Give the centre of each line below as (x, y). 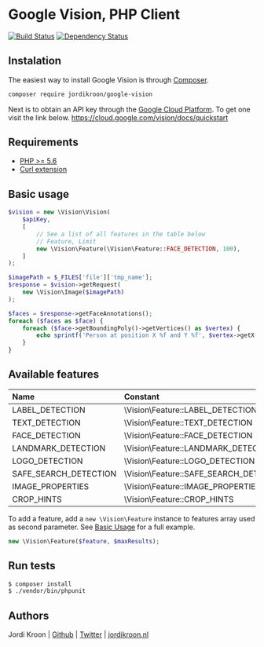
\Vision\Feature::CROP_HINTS (179, 499)
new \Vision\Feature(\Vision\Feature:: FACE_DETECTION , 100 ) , (139, 249)
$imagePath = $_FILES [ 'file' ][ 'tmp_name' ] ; (81, 278)
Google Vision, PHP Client (94, 15)
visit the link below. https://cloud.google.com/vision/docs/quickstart (118, 117)
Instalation (35, 61)
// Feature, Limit (66, 241)
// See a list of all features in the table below (121, 234)
